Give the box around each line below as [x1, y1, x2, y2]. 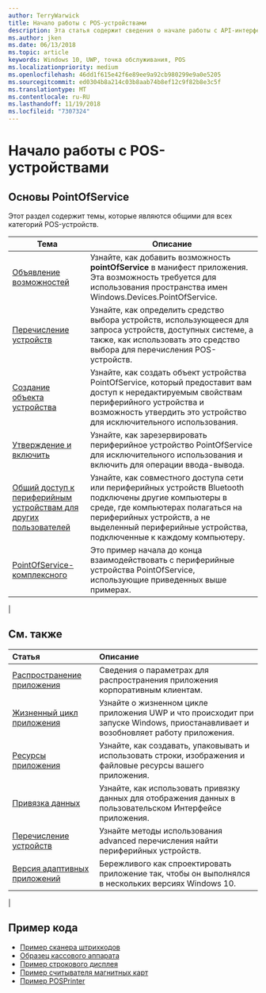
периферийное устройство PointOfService [89, 440, 253, 450]
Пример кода [8, 922, 78, 935]
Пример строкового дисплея [19, 959, 119, 968]
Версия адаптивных [12, 863, 89, 874]
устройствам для [12, 502, 79, 513]
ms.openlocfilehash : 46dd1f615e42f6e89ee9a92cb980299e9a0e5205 [8, 71, 222, 79]
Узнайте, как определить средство [89, 305, 225, 315]
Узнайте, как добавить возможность [89, 252, 231, 263]
